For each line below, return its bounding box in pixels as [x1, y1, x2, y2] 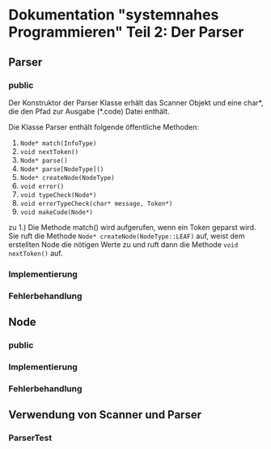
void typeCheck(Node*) [19, 190, 97, 199]
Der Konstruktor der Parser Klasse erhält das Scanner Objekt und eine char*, [8, 97, 264, 107]
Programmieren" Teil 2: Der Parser [8, 23, 244, 41]
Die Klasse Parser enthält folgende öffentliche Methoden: [8, 122, 200, 131]
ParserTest [8, 432, 53, 443]
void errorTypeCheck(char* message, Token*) [19, 199, 173, 207]
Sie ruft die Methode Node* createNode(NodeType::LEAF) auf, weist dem [8, 231, 245, 241]
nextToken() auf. [8, 248, 63, 258]
